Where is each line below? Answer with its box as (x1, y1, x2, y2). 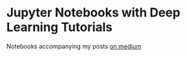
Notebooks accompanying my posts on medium (6, 42, 142, 50)
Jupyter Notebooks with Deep (6, 5, 181, 21)
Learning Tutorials (6, 19, 113, 35)
